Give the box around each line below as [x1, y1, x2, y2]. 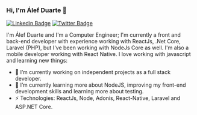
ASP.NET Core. [14, 103, 53, 111]
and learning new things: [6, 57, 68, 64]
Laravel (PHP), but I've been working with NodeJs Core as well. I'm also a [6, 44, 189, 51]
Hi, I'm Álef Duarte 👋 [6, 6, 67, 14]
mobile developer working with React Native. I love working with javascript [6, 51, 191, 58]
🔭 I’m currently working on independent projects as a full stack [14, 69, 170, 76]
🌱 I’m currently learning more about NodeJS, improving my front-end [14, 81, 186, 89]
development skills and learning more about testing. [14, 88, 144, 95]
